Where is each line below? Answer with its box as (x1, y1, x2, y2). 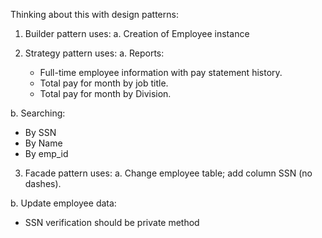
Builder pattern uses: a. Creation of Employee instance (24, 28, 250, 39)
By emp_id (24, 148, 69, 159)
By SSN (24, 127, 57, 138)
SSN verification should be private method (24, 217, 200, 228)
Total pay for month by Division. (39, 88, 172, 99)
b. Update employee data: (10, 197, 117, 209)
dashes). (24, 178, 62, 189)
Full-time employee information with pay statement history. (39, 67, 283, 78)
